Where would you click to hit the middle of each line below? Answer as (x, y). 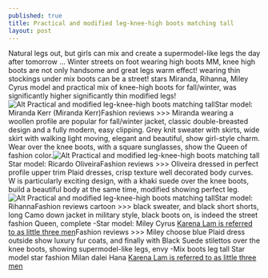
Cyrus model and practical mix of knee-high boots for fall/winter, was (123, 87)
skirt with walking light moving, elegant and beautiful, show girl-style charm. (134, 139)
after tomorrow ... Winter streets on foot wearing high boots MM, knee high (132, 62)
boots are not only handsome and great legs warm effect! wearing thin (124, 71)
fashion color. (31, 155)
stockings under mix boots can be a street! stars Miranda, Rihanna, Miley (128, 79)
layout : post (30, 30)
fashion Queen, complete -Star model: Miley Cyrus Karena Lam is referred (130, 224)
